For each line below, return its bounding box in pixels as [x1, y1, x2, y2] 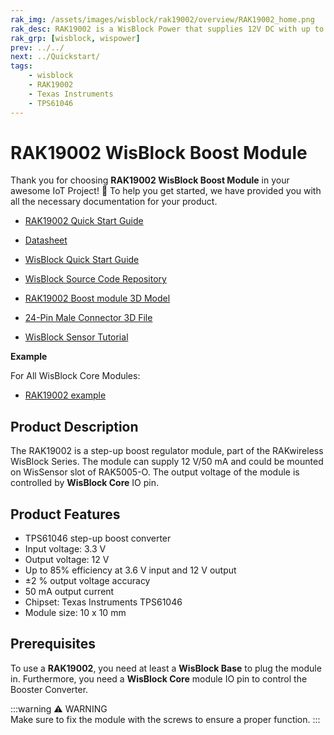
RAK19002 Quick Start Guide [24, 215, 144, 227]
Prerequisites [10, 636, 96, 653]
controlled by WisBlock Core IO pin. [10, 477, 159, 489]
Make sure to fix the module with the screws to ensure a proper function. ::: [10, 713, 321, 725]
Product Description [10, 418, 139, 435]
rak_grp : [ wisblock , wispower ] [10, 33, 141, 43]
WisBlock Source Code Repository [24, 273, 167, 285]
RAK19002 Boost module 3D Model [24, 292, 171, 305]
